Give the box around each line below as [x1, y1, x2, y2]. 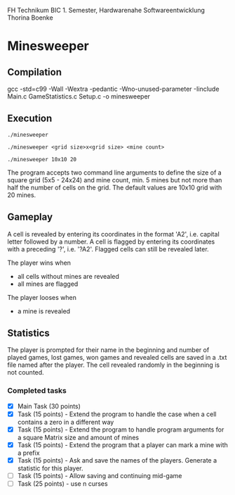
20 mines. [7, 190, 36, 199]
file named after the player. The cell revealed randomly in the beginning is [7, 361, 220, 369]
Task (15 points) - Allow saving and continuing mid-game [17, 472, 182, 480]
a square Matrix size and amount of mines [17, 433, 139, 441]
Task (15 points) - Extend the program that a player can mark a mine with [17, 440, 228, 449]
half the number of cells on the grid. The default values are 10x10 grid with [7, 183, 222, 192]
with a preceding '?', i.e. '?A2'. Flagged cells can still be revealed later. [7, 244, 209, 253]
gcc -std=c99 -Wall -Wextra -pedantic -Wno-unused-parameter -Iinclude [7, 84, 220, 93]
